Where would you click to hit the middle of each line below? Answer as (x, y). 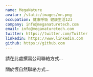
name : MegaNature (24, 10)
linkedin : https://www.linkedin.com (44, 39)
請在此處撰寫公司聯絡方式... (34, 58)
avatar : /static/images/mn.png (39, 15)
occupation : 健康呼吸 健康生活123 (39, 19)
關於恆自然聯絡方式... (28, 69)
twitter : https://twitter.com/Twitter (46, 34)
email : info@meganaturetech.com (40, 29)
